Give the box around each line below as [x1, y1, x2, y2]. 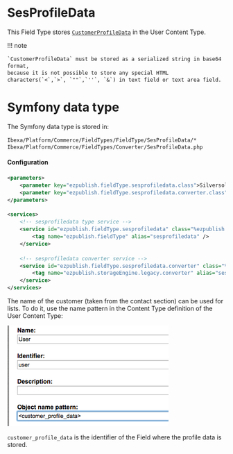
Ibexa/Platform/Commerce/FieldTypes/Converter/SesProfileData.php [7, 144, 203, 151]
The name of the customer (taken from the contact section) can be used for [7, 297, 224, 305]
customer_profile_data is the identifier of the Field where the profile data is [7, 433, 222, 442]
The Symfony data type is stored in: [7, 122, 110, 131]
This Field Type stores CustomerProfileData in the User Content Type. [7, 28, 207, 36]
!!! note [7, 41, 28, 49]
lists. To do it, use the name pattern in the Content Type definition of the [7, 304, 213, 313]
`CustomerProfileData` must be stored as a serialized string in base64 [7, 56, 222, 62]
